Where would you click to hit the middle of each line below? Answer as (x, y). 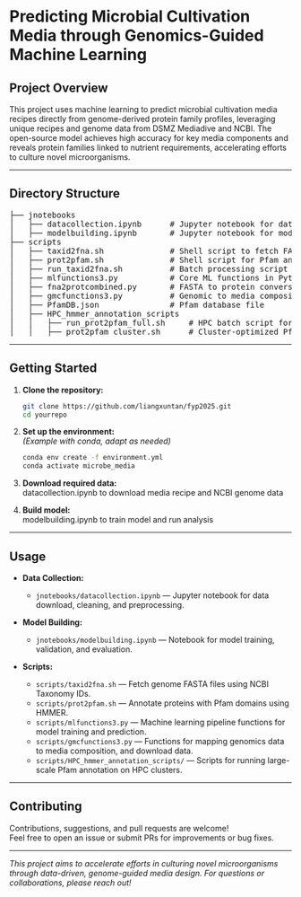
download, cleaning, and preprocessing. (110, 604)
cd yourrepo (44, 415)
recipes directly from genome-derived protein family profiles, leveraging (142, 119)
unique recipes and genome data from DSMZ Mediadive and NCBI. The (141, 128)
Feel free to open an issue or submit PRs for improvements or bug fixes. (142, 838)
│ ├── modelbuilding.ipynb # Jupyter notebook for (142, 233)
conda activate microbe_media (79, 466)
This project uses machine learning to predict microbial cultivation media (143, 109)
